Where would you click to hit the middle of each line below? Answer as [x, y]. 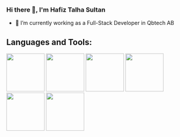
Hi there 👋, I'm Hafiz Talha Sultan [56, 10]
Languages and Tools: [49, 42]
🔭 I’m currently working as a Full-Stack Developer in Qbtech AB [95, 23]
